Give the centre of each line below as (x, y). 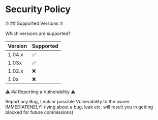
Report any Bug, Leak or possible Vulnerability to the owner (68, 101)
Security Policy (38, 9)
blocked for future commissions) (39, 112)
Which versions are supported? (38, 33)
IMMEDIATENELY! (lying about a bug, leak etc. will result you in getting (79, 107)
